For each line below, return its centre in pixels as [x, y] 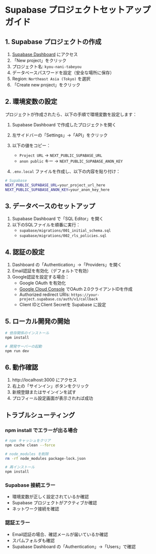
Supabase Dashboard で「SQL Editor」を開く [58, 219]
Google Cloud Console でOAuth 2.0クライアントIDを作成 [76, 289]
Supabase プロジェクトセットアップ [78, 10]
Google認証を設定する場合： [41, 277]
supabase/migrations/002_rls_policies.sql [63, 236]
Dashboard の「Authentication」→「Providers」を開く [67, 265]
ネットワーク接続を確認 [35, 509]
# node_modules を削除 [27, 454]
